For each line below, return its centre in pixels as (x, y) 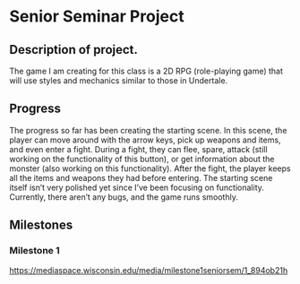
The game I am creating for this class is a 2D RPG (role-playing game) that (146, 71)
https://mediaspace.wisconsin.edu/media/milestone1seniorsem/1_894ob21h (149, 270)
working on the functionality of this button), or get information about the (142, 159)
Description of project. (74, 50)
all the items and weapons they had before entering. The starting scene (141, 177)
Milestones (41, 225)
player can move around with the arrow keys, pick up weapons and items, (145, 140)
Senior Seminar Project (97, 17)
